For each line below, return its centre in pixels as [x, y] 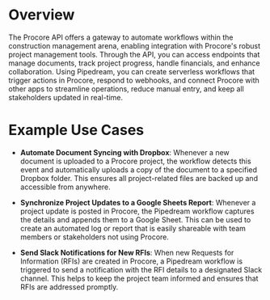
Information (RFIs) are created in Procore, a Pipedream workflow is [131, 261]
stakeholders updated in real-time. [66, 97]
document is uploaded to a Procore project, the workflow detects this [136, 161]
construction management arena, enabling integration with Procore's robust [135, 45]
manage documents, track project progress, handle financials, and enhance [134, 63]
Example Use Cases [76, 130]
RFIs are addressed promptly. [69, 287]
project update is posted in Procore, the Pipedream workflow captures [137, 211]
